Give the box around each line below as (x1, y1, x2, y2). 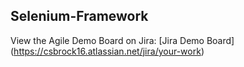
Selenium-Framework (10, 8, 149, 25)
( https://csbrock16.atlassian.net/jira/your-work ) (10, 45, 205, 57)
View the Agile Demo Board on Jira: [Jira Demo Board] (10, 34, 235, 46)
